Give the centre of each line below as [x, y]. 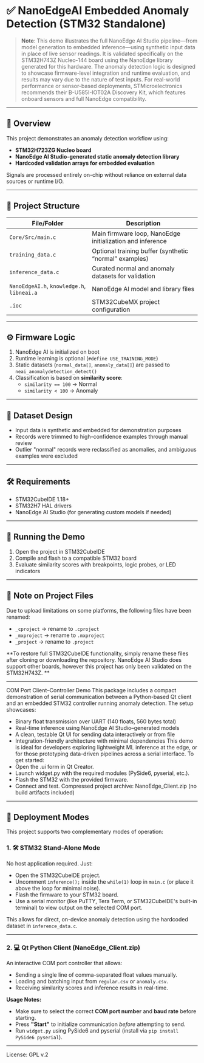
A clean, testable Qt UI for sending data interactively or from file [95, 734]
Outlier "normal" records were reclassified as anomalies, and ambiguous [106, 450]
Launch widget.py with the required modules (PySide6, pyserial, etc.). [102, 773]
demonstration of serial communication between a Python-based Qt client [99, 697]
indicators [28, 571]
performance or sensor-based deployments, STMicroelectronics [102, 86]
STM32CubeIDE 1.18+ [42, 499]
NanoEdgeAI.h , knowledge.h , [48, 286]
